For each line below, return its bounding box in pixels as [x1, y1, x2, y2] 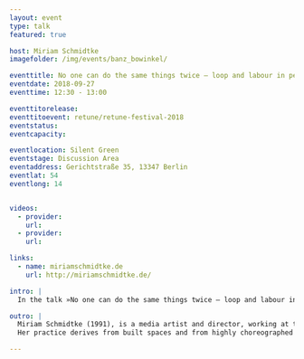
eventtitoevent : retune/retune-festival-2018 [9, 112, 184, 122]
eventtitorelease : [9, 104, 79, 113]
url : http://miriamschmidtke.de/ [25, 270, 152, 279]
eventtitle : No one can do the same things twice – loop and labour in [9, 71, 285, 80]
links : [9, 254, 34, 263]
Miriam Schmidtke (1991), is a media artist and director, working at [17, 320, 290, 329]
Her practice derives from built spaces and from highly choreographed [17, 328, 294, 337]
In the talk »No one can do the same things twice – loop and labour [17, 295, 285, 304]
